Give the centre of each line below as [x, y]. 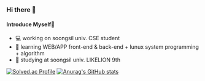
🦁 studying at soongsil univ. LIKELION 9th [68, 60]
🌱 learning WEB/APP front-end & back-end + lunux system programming [107, 47]
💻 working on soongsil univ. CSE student [68, 38]
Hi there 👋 [21, 10]
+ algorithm [30, 54]
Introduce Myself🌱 [31, 24]
